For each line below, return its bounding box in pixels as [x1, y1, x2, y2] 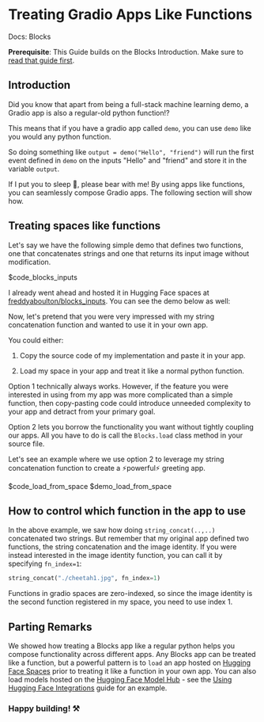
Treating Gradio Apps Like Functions [8, 6, 253, 24]
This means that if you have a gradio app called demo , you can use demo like [8, 123, 251, 132]
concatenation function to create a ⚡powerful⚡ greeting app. [8, 463, 206, 472]
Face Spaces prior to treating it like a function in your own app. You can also [8, 667, 257, 676]
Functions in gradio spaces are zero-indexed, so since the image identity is [8, 589, 253, 598]
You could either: [8, 335, 64, 345]
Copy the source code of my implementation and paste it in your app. [19, 350, 246, 360]
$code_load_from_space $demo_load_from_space [8, 481, 172, 491]
